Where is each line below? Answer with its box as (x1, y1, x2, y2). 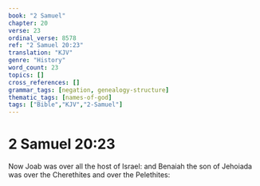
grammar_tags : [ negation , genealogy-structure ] (8, 85, 170, 94)
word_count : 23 (8, 64, 59, 72)
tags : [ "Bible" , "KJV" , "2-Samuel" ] (8, 101, 124, 109)
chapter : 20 (8, 19, 48, 27)
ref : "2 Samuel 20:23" (8, 42, 84, 49)
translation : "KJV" (8, 49, 73, 57)
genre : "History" (8, 57, 66, 65)
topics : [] (8, 71, 45, 79)
